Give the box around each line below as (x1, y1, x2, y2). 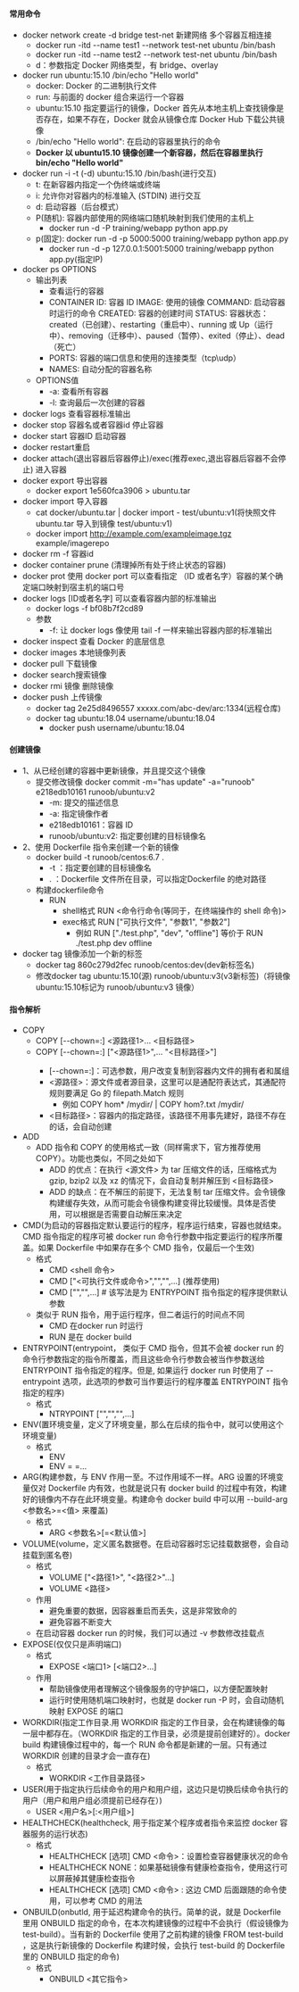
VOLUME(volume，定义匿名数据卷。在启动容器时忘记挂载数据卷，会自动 (21, 1538, 289, 1548)
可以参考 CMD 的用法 (64, 1895, 143, 1905)
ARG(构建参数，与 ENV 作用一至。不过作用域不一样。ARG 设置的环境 (21, 1471, 277, 1482)
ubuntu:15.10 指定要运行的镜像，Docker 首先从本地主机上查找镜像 (35, 103, 277, 113)
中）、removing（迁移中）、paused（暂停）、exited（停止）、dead (48, 330, 286, 341)
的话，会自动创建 (48, 1121, 112, 1132)
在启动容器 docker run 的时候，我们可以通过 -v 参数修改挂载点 (35, 1627, 265, 1638)
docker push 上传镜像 (21, 692, 103, 702)
